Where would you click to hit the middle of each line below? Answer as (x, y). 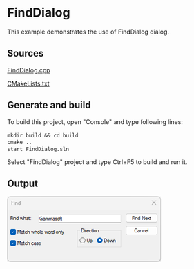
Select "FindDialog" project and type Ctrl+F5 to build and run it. (97, 162)
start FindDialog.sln (38, 149)
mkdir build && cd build (43, 135)
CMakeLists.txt (28, 83)
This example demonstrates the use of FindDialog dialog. (88, 32)
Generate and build (49, 105)
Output (22, 183)
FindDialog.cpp (29, 70)
